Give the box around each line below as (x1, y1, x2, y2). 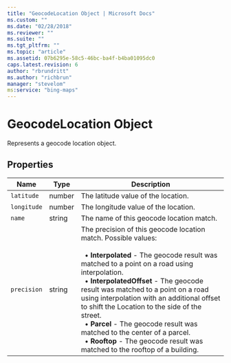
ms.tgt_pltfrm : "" (7, 42, 60, 49)
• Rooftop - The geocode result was (85, 336, 203, 346)
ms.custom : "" (7, 16, 48, 23)
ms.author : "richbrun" (7, 74, 72, 81)
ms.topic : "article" (7, 49, 67, 56)
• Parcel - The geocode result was (85, 319, 198, 329)
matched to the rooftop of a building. (80, 344, 199, 354)
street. (80, 310, 102, 320)
